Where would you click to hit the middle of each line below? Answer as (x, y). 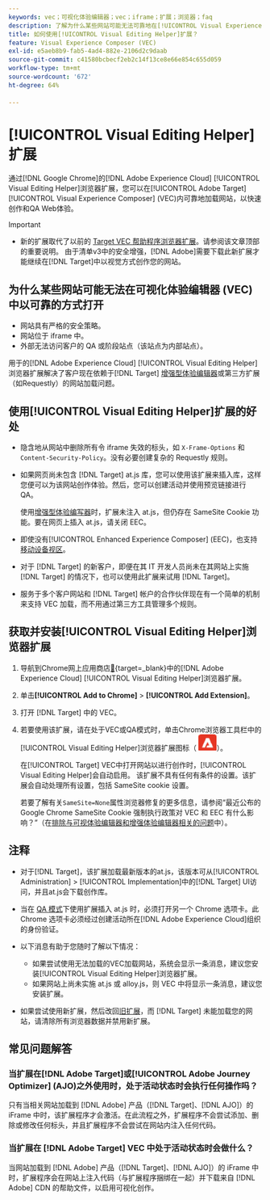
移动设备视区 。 (45, 549)
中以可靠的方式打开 (56, 304)
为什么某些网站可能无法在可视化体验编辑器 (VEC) (131, 290)
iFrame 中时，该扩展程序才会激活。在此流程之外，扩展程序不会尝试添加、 (130, 1115)
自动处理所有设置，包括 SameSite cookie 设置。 (114, 785)
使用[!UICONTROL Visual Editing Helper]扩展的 (127, 411)
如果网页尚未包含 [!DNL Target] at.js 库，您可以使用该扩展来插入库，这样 (141, 475)
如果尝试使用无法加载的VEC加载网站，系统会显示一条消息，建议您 (141, 963)
